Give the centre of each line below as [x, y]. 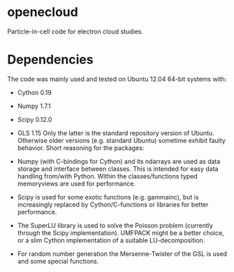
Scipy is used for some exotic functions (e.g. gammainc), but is [108, 197]
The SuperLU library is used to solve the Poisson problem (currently [115, 225]
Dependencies [50, 60]
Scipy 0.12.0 [35, 119]
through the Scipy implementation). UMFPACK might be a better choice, [121, 233]
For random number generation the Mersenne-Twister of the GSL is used [122, 254]
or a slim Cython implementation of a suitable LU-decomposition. [111, 240]
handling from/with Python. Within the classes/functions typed [107, 176]
